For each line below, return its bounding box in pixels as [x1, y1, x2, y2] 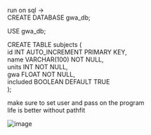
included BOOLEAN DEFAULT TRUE [7, 78, 110, 86]
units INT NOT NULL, [7, 63, 68, 71]
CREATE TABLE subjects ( [7, 41, 82, 48]
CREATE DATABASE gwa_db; [7, 13, 91, 22]
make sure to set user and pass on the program [7, 99, 145, 107]
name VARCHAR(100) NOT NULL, [7, 55, 104, 64]
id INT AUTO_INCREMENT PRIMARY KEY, [7, 48, 128, 56]
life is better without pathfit [7, 106, 86, 114]
